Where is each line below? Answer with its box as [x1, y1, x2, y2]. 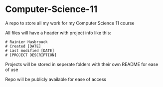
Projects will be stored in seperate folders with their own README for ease [5, 61, 159, 67]
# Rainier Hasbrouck [5, 39, 48, 44]
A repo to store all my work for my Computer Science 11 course [5, 20, 135, 26]
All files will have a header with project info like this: [5, 29, 111, 35]
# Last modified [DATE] [5, 48, 55, 53]
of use [5, 66, 18, 72]
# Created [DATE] [5, 43, 41, 48]
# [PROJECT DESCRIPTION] [5, 52, 57, 57]
